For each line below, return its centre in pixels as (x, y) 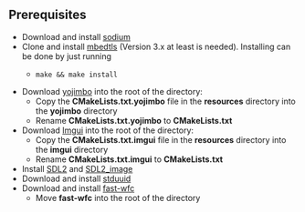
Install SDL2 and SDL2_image (77, 168)
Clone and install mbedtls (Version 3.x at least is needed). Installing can (156, 46)
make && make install (76, 75)
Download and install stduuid (76, 178)
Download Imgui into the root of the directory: (107, 130)
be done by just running (66, 56)
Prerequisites (47, 15)
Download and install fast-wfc (78, 188)
